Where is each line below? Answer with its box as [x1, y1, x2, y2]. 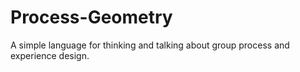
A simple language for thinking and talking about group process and [10, 39, 290, 51]
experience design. [10, 49, 90, 61]
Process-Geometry [10, 6, 173, 29]
